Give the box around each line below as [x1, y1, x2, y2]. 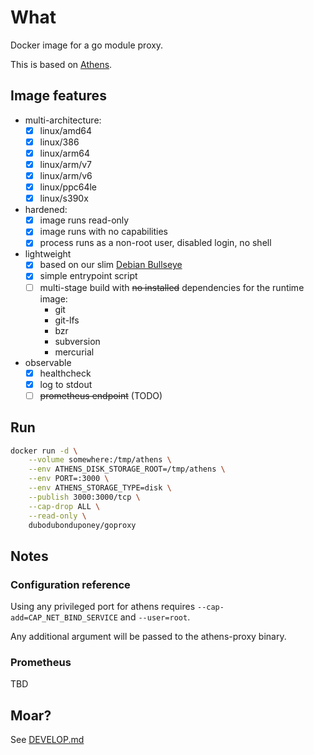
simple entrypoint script [39, 270, 138, 282]
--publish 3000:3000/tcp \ [28, 492, 141, 502]
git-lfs [54, 314, 80, 326]
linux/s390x [39, 192, 89, 205]
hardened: [24, 204, 68, 216]
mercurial [54, 346, 95, 358]
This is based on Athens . [10, 58, 113, 70]
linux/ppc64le [39, 181, 98, 193]
